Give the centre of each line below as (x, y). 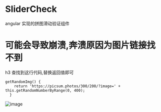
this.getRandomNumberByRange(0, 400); (45, 90)
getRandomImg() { (23, 82)
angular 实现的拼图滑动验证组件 (37, 23)
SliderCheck (31, 9)
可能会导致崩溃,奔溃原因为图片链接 (76, 45)
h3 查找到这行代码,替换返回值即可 (39, 72)
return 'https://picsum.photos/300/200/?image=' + (67, 86)
